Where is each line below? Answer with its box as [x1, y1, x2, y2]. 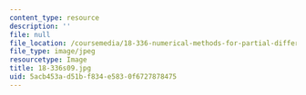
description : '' [9, 22, 71, 31]
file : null [9, 30, 51, 39]
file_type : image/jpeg [9, 47, 96, 56]
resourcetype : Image [9, 55, 88, 64]
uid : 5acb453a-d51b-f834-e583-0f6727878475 [9, 72, 178, 81]
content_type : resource [9, 13, 100, 23]
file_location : [9, 38, 67, 48]
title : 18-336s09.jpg [9, 64, 92, 73]
